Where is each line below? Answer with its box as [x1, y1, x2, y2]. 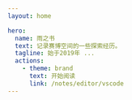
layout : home [7, 11, 52, 20]
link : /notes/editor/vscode [28, 79, 125, 88]
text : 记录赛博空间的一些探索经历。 [15, 41, 121, 50]
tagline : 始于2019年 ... [15, 50, 95, 58]
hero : [7, 26, 26, 35]
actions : [15, 57, 45, 65]
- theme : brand [22, 64, 74, 73]
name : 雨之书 [15, 34, 55, 42]
